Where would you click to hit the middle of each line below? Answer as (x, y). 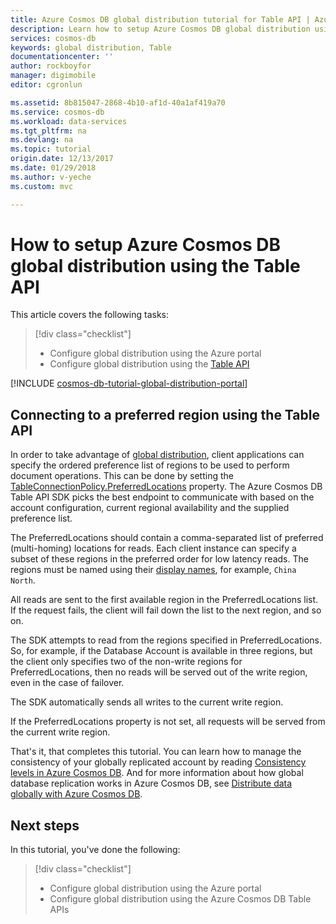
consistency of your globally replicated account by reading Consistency (158, 762)
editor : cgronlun (46, 85)
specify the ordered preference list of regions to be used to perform (150, 465)
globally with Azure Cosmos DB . (76, 794)
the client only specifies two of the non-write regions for (126, 662)
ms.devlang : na (42, 140)
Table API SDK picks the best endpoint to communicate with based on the (162, 497)
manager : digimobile (53, 76)
